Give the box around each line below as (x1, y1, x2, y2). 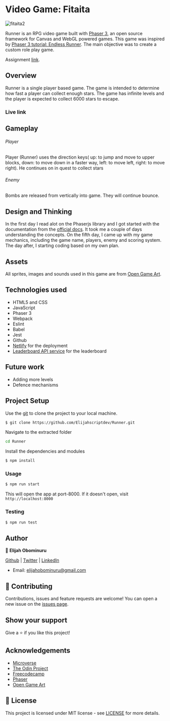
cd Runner (5, 439, 26, 444)
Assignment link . (5, 56, 40, 62)
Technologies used (5, 286, 67, 294)
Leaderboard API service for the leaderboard (12, 348, 107, 354)
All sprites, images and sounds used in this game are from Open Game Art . (5, 271, 161, 277)
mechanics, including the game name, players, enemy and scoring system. (5, 237, 162, 243)
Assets (5, 257, 28, 266)
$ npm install (5, 458, 36, 463)
